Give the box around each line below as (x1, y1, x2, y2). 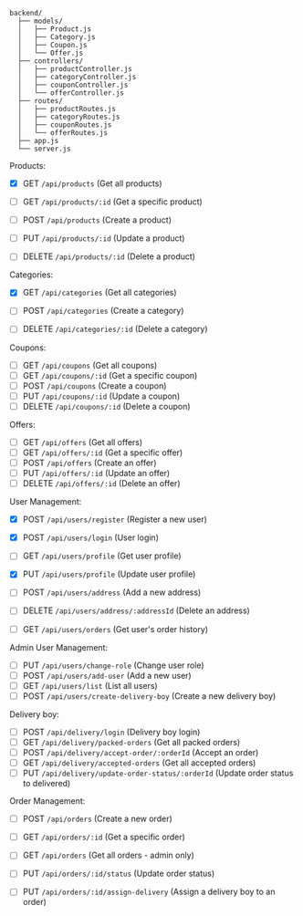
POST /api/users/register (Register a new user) (22, 514, 208, 525)
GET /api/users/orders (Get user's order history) (22, 623, 208, 634)
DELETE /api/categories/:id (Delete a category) (22, 324, 208, 335)
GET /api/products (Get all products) (22, 178, 162, 189)
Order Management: (9, 796, 86, 807)
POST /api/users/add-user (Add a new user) (22, 670, 192, 681)
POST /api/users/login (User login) (22, 532, 160, 543)
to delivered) (22, 778, 71, 789)
